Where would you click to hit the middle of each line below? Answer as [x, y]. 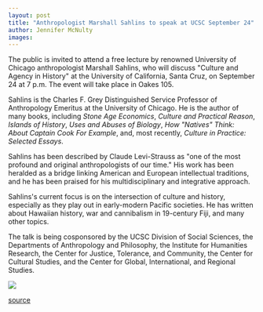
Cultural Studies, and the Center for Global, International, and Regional [122, 262]
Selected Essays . [36, 141]
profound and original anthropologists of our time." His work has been [121, 165]
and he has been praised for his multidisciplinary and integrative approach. [129, 182]
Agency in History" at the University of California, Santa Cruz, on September [131, 76]
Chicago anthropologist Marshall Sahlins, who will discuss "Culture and [123, 68]
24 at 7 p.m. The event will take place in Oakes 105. [91, 85]
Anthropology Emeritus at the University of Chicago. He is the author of [124, 108]
